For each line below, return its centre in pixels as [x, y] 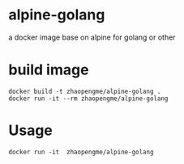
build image [49, 70]
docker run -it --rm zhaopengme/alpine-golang [88, 99]
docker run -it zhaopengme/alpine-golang [81, 152]
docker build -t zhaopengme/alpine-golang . [85, 91]
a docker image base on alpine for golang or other [92, 37]
